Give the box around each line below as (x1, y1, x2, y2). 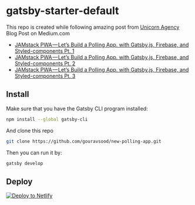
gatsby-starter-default (6, 4, 119, 18)
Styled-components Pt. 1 (14, 47, 75, 54)
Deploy (6, 176, 33, 186)
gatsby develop (6, 160, 43, 166)
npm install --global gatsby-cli (6, 116, 88, 122)
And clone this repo (6, 127, 54, 134)
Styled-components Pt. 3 (14, 72, 76, 79)
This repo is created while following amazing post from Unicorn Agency (6, 23, 180, 31)
